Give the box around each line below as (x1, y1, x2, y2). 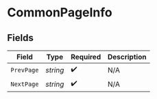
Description (107, 53, 147, 61)
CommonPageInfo (7, 5, 113, 20)
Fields (7, 32, 34, 44)
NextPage (10, 80, 39, 88)
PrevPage (10, 66, 39, 74)
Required (71, 53, 101, 61)
